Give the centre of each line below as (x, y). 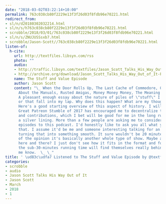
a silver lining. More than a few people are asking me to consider (90, 120)
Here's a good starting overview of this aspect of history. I (85, 106)
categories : (17, 161)
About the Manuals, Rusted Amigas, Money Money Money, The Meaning (89, 93)
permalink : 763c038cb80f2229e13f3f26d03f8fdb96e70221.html (67, 14)
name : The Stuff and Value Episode (51, 79)
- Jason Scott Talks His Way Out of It (46, 176)
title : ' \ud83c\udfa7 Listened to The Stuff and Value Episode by (76, 157)
